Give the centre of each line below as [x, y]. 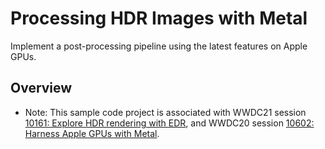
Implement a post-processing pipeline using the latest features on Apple [159, 46]
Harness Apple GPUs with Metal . [92, 133]
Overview [41, 88]
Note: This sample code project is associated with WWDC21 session [165, 112]
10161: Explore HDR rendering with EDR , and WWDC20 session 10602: [169, 123]
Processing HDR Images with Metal [159, 18]
